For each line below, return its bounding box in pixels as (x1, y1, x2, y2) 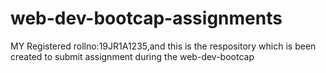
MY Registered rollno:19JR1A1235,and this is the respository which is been (10, 40, 317, 52)
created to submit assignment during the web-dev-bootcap (10, 50, 255, 62)
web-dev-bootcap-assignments (10, 7, 283, 30)
